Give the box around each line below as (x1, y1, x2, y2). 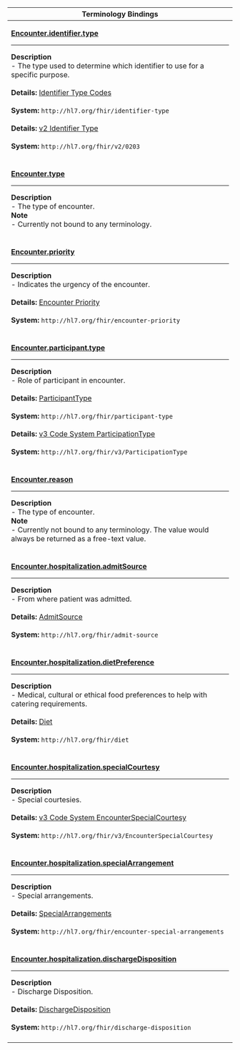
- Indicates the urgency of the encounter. (11, 280, 151, 289)
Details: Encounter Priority (11, 298, 100, 307)
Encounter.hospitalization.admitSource (11, 562, 148, 571)
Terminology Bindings (81, 9, 159, 19)
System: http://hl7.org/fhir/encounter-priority (11, 315, 181, 325)
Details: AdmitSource (11, 612, 84, 622)
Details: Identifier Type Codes (11, 88, 112, 97)
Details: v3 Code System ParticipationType (11, 429, 156, 438)
